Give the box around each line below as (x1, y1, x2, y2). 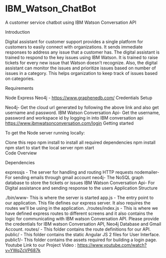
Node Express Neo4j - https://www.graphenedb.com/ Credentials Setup (5, 95, 153, 101)
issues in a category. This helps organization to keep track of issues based (5, 70, 158, 76)
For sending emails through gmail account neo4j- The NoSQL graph (5, 174, 144, 180)
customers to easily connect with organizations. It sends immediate (5, 44, 143, 50)
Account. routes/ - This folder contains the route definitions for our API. (5, 226, 151, 232)
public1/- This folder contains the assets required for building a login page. (5, 237, 158, 243)
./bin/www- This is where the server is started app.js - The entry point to (5, 194, 154, 200)
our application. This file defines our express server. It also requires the (5, 199, 151, 206)
